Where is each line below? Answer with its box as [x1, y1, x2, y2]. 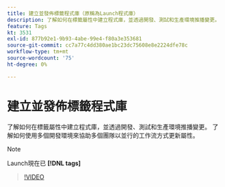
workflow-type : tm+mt [7, 49, 69, 55]
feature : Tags [7, 23, 48, 29]
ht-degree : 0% [7, 61, 48, 68]
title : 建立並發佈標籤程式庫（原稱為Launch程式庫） [7, 10, 139, 17]
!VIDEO [23, 173, 44, 181]
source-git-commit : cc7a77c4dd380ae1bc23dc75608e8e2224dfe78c [7, 42, 188, 49]
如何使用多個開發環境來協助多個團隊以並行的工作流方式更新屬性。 [12, 131, 199, 139]
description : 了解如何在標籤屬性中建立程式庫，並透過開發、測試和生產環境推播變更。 [7, 16, 220, 23]
